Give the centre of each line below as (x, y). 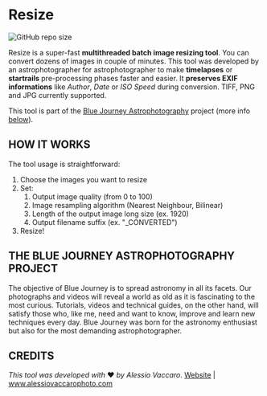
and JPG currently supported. (58, 95)
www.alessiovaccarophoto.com (60, 384)
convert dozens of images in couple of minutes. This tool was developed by (134, 61)
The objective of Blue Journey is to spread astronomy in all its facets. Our (130, 288)
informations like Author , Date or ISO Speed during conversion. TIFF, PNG (132, 87)
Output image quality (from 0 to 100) (92, 196)
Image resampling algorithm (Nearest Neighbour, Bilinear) (127, 205)
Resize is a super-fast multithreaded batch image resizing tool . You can (129, 52)
